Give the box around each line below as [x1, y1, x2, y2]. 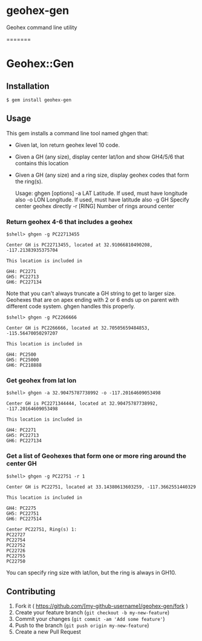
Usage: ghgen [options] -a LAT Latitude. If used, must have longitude [15, 189, 187, 197]
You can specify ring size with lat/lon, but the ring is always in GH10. [6, 569, 177, 576]
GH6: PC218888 [6, 362, 42, 368]
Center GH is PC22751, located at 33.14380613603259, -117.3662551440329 [6, 484, 197, 490]
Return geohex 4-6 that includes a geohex [6, 217, 133, 226]
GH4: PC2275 [6, 505, 36, 511]
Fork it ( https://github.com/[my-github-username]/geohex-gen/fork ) [15, 602, 189, 610]
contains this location [15, 159, 68, 167]
